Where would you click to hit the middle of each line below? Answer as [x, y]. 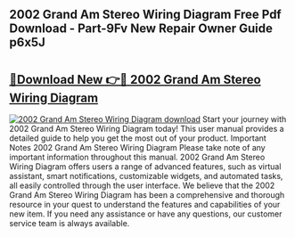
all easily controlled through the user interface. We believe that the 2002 [142, 185]
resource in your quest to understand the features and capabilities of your [145, 204]
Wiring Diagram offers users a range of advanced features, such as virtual [145, 167]
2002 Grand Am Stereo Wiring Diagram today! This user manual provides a [147, 129]
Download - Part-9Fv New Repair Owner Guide [141, 29]
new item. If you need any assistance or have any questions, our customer [146, 214]
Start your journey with [244, 119]
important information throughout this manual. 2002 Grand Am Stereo [137, 157]
